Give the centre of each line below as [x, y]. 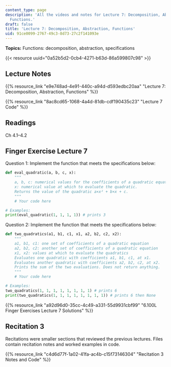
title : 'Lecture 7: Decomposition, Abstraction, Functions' [70, 29]
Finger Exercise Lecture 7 [46, 151]
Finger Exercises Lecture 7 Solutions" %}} [49, 310]
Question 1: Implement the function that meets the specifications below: [80, 163]
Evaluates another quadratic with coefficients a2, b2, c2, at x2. [87, 263]
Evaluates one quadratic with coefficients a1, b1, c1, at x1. [83, 258]
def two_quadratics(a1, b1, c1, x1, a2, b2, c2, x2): [64, 234]
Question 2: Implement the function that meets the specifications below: [81, 225]
